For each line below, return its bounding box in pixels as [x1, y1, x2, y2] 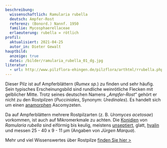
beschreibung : [5, 7, 35, 12]
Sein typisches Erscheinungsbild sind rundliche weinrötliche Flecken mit [5, 86, 153, 92]
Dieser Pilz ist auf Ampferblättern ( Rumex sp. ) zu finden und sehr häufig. [5, 81, 154, 87]
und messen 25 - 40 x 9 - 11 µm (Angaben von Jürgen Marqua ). [5, 128, 136, 133]
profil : [5, 35, 21, 40]
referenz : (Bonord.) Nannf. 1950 [9, 21, 79, 26]
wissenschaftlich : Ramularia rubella [9, 12, 88, 17]
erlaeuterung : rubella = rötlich [9, 30, 79, 35]
